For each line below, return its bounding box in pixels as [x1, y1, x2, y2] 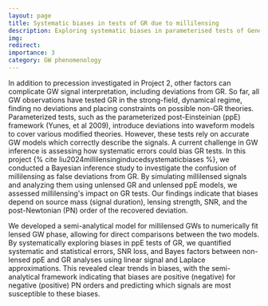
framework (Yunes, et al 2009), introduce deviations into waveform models [8, 121, 255, 130]
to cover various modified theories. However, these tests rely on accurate [8, 129, 250, 138]
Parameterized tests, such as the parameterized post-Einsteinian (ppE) [8, 112, 241, 121]
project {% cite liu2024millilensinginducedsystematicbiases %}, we [8, 154, 230, 164]
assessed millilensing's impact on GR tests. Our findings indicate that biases [8, 189, 258, 198]
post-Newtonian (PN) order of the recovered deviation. [8, 205, 189, 215]
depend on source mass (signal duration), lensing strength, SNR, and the [8, 197, 247, 206]
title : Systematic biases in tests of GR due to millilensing [8, 19, 219, 27]
